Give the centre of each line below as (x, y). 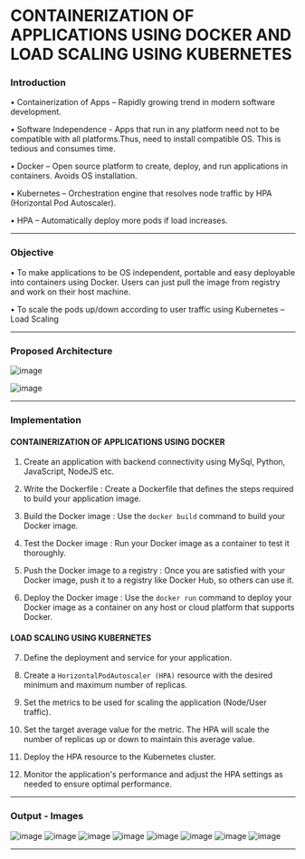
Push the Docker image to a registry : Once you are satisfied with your (154, 571)
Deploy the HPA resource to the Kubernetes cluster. (119, 757)
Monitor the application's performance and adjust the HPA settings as (153, 775)
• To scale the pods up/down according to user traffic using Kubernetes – (148, 309)
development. (36, 112)
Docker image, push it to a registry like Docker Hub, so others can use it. (159, 580)
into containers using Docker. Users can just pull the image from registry (145, 282)
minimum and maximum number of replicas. (105, 685)
